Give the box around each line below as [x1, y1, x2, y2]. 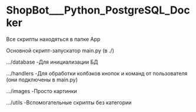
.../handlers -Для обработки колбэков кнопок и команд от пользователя [6, 70, 188, 77]
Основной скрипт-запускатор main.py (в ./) [6, 47, 115, 54]
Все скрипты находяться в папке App [6, 35, 101, 42]
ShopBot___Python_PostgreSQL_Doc [6, 4, 190, 17]
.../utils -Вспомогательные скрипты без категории [6, 98, 132, 106]
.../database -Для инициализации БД [6, 58, 98, 65]
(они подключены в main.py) [6, 76, 78, 83]
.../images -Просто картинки [6, 87, 78, 94]
